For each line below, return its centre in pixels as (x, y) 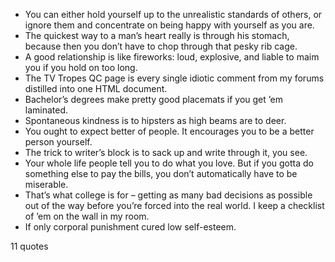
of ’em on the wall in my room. (87, 216)
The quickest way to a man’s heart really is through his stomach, (157, 35)
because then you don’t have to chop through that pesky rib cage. (161, 46)
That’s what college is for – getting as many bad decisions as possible (168, 195)
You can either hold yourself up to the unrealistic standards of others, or (173, 14)
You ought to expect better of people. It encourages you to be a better (169, 131)
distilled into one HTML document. (96, 88)
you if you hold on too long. (81, 67)
